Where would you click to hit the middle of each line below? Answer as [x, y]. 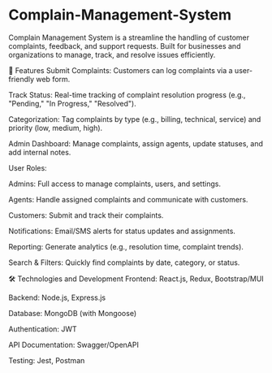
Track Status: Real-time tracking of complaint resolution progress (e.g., [127, 94]
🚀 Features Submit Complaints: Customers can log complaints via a [121, 70]
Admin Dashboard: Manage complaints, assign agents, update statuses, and [136, 143]
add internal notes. [40, 152]
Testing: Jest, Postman [47, 360]
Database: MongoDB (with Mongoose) [72, 313]
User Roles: [28, 167]
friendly [22, 79]
